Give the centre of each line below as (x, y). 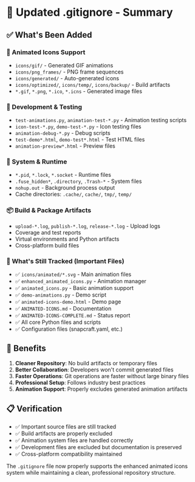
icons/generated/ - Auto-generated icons (67, 78)
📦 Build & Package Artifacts (49, 210)
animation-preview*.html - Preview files (65, 146)
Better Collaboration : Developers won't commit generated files (94, 370)
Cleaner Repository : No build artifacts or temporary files (86, 363)
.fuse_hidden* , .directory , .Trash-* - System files (78, 181)
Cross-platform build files (47, 245)
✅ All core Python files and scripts (58, 322)
